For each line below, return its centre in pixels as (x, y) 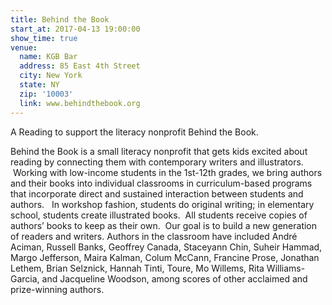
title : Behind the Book (60, 19)
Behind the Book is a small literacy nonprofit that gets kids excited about (159, 151)
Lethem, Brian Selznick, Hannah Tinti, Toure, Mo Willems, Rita (137, 268)
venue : (24, 47)
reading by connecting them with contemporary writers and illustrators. (157, 162)
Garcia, (25, 278)
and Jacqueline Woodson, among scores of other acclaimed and (174, 278)
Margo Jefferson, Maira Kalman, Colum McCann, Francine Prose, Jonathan (165, 257)
